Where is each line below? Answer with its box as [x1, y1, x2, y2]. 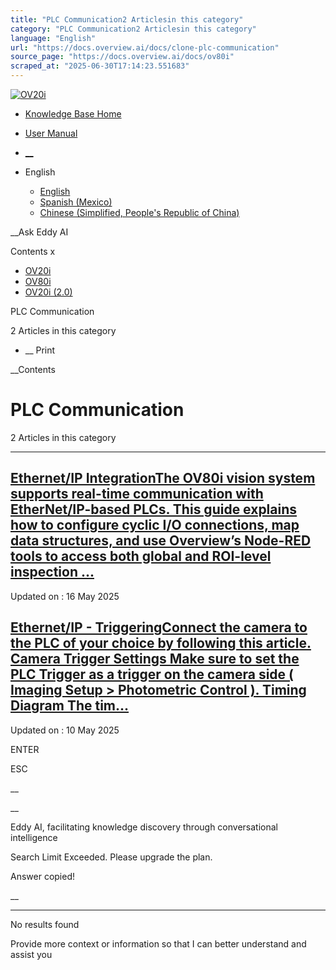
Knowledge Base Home [24, 108, 122, 120]
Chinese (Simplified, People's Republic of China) [39, 207, 240, 218]
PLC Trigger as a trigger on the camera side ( [10, 666, 294, 683]
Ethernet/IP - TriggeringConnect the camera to [10, 619, 308, 636]
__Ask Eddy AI [10, 226, 69, 238]
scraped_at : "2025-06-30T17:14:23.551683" [10, 61, 190, 71]
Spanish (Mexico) [39, 196, 113, 208]
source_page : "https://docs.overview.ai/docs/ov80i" [10, 52, 235, 62]
